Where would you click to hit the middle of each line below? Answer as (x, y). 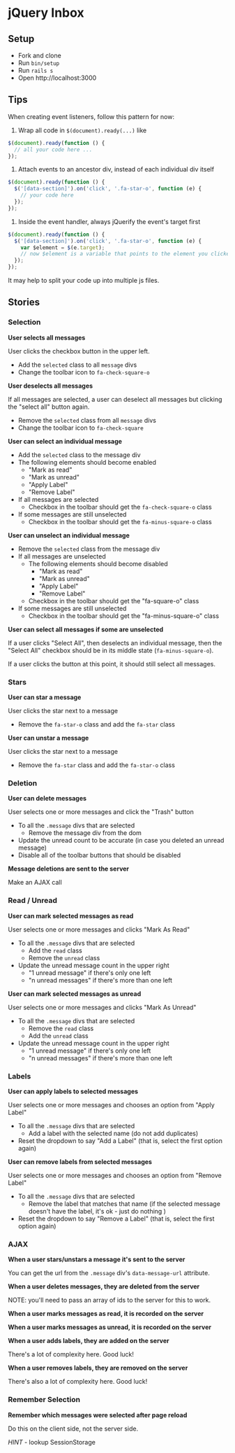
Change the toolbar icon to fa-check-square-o (84, 372)
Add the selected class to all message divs (77, 365)
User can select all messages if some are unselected (86, 629)
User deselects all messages (51, 386)
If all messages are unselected (62, 556)
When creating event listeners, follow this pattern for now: (91, 116)
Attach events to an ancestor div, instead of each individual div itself (116, 169)
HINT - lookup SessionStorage (52, 1442)
